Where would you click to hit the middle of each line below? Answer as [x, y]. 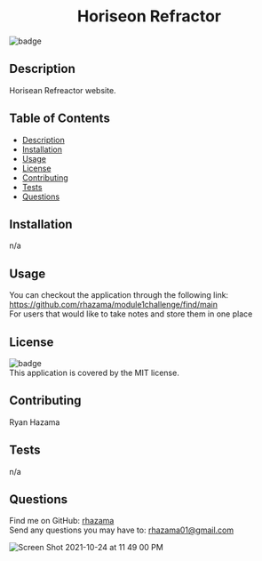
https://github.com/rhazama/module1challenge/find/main [114, 305]
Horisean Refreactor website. [63, 90]
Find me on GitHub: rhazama [62, 521]
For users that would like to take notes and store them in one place [131, 314]
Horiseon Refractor [149, 16]
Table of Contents [60, 119]
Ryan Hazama [35, 422]
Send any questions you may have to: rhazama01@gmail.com [121, 530]
